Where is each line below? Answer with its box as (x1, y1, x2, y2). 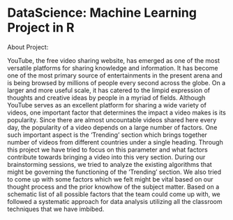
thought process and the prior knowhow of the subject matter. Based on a (7, 182, 220, 191)
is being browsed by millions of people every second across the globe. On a (7, 78, 226, 87)
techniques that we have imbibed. (7, 205, 105, 213)
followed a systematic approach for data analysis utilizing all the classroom (7, 197, 223, 205)
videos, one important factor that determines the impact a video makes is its (7, 108, 227, 117)
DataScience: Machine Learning (7, 5, 197, 21)
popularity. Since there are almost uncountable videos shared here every (7, 115, 217, 124)
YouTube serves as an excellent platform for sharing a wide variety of (7, 101, 207, 109)
